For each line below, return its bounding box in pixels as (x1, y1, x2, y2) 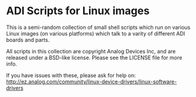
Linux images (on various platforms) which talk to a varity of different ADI (6, 30, 185, 37)
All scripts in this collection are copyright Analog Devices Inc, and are (6, 47, 176, 54)
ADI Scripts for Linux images (6, 4, 150, 18)
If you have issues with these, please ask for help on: (6, 72, 136, 79)
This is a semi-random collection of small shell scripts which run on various (6, 24, 191, 31)
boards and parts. (6, 36, 50, 43)
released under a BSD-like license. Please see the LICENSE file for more (6, 54, 182, 61)
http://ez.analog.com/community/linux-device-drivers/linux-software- (6, 78, 177, 85)
